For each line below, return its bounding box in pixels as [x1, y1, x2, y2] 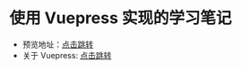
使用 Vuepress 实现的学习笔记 [9, 8, 232, 28]
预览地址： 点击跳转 [22, 39, 94, 50]
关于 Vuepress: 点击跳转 [22, 50, 112, 60]
